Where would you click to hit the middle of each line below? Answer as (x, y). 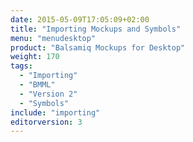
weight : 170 (35, 57)
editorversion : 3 (46, 122)
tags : (21, 66)
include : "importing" (55, 112)
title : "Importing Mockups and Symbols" (96, 29)
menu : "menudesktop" (53, 38)
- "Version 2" (48, 94)
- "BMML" (37, 85)
